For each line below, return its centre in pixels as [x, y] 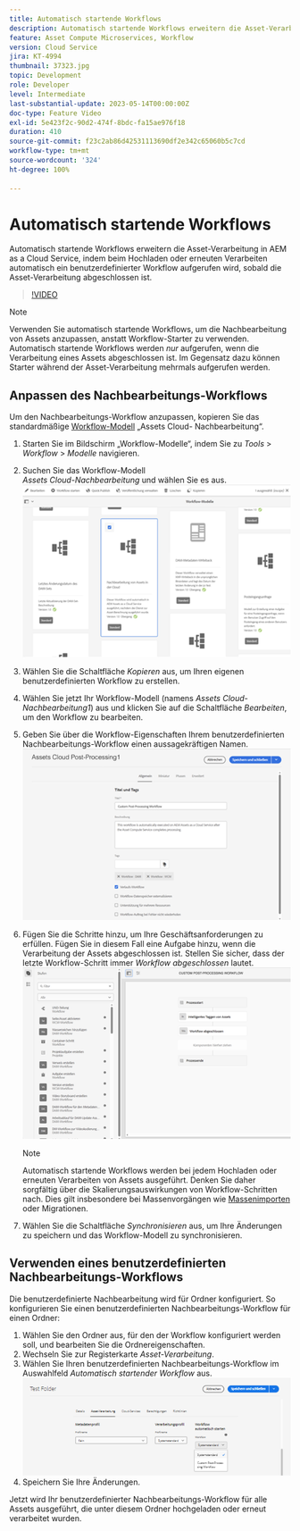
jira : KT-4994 [36, 57]
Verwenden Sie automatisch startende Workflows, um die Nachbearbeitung [148, 330]
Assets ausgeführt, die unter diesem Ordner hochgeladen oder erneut [137, 1509]
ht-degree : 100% [39, 170]
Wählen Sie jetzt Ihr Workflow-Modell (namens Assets [121, 699]
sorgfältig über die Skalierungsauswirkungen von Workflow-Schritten [150, 1190]
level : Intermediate [48, 94]
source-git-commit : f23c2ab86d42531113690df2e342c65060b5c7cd [127, 142]
